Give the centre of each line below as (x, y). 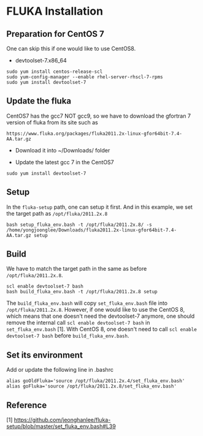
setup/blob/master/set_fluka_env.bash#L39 (61, 426)
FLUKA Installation (55, 11)
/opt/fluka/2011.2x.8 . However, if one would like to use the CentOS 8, (96, 310)
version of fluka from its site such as (52, 122)
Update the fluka (39, 101)
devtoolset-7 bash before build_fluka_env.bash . (68, 336)
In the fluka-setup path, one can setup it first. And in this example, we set (100, 207)
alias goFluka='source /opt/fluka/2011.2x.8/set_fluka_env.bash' (91, 386)
